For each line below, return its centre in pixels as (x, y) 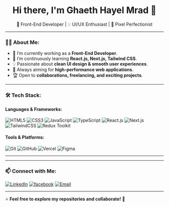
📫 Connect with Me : (31, 171)
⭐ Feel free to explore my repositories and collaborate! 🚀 (65, 199)
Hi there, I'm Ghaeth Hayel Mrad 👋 (84, 10)
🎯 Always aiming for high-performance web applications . (73, 70)
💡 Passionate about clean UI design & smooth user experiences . (80, 64)
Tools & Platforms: (25, 137)
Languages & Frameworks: (34, 109)
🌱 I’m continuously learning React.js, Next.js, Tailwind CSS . (75, 59)
